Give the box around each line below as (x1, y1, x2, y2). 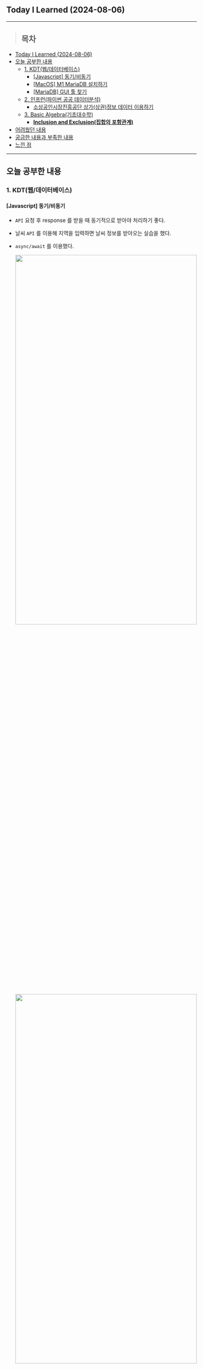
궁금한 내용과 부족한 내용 (14, 133, 74, 141)
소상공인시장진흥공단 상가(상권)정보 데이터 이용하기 (33, 103, 154, 110)
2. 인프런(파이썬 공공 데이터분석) (24, 95, 101, 102)
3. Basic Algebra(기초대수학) (24, 110, 94, 118)
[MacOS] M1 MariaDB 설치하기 (33, 80, 108, 87)
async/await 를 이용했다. (14, 243, 74, 250)
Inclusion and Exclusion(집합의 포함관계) (33, 118, 134, 126)
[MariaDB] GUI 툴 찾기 (33, 88, 88, 95)
